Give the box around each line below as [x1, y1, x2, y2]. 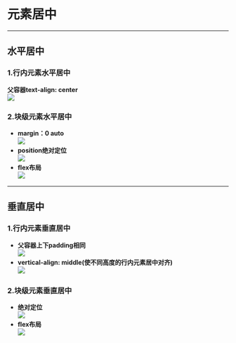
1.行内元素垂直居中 [7, 224, 71, 233]
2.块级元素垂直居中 [7, 285, 72, 295]
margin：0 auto [17, 129, 65, 137]
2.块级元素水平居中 [7, 112, 72, 122]
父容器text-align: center [7, 85, 79, 93]
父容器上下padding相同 [17, 240, 86, 250]
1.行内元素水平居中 [7, 68, 71, 78]
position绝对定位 [17, 145, 67, 155]
